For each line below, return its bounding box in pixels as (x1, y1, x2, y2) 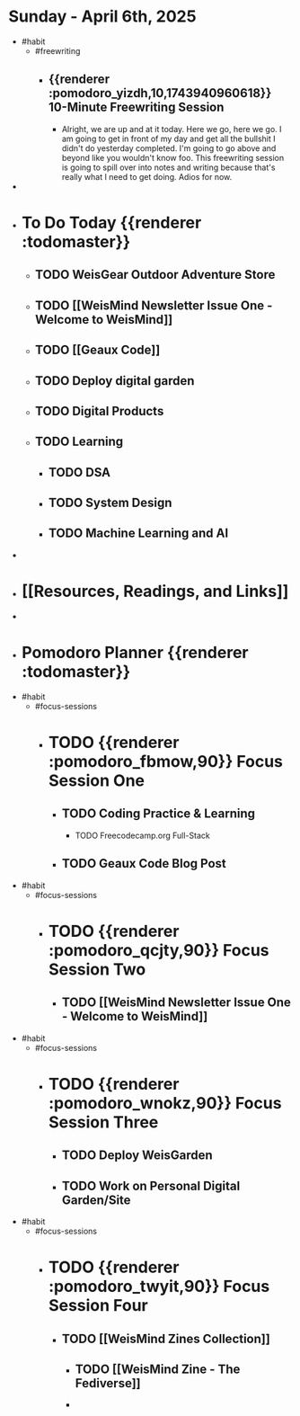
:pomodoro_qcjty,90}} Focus (48, 940, 270, 960)
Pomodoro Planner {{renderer (21, 643, 249, 663)
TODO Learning (34, 434, 124, 450)
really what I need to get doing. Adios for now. (61, 171, 233, 182)
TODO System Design (48, 495, 172, 511)
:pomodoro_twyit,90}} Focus (48, 1277, 270, 1296)
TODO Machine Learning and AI (48, 526, 229, 541)
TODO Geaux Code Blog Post (61, 856, 226, 871)
